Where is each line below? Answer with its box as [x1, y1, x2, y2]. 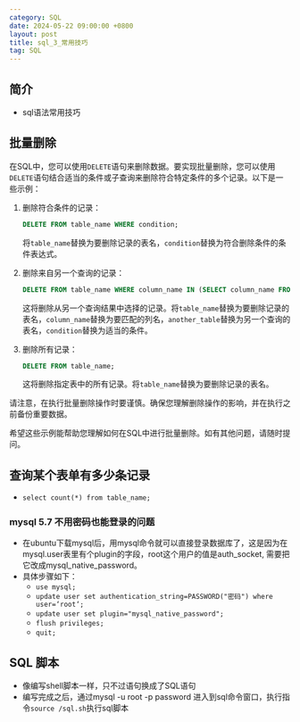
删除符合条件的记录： [21, 202, 101, 212]
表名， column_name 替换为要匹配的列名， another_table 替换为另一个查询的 [21, 313, 291, 324]
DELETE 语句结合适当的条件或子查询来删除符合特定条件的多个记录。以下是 [9, 171, 276, 183]
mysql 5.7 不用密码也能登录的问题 [9, 516, 155, 528]
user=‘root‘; [35, 600, 85, 610]
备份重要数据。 [16, 409, 72, 419]
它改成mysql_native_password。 [21, 560, 143, 571]
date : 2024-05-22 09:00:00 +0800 [9, 21, 134, 30]
